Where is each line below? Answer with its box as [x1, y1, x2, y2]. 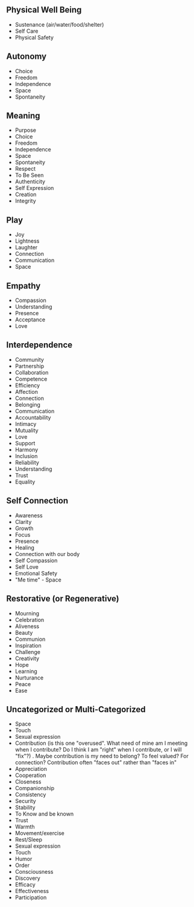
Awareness [14, 511, 43, 519]
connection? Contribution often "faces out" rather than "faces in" [14, 759, 177, 766]
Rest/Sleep [14, 836, 43, 843]
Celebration [14, 616, 45, 623]
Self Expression [14, 185, 54, 192]
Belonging [14, 401, 41, 408]
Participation [14, 894, 47, 901]
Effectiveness [14, 888, 49, 895]
